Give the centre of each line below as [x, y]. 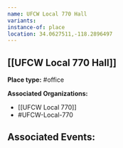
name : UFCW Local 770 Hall [47, 14]
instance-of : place [36, 27]
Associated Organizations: [48, 94]
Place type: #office [36, 80]
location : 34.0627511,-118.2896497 [60, 34]
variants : [22, 21]
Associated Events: [52, 137]
